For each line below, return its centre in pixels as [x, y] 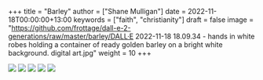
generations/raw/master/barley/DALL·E [71, 36]
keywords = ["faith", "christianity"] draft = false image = [163, 20]
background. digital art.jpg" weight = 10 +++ [80, 53]
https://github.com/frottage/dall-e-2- [71, 28]
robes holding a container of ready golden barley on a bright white [115, 45]
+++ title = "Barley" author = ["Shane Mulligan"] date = [97, 11]
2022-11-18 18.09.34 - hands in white [195, 36]
